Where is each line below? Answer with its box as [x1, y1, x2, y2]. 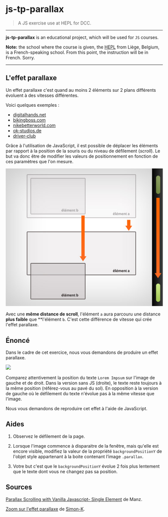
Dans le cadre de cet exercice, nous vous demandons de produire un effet [5, 349, 159, 355]
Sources [5, 483, 32, 492]
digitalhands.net [12, 111, 46, 118]
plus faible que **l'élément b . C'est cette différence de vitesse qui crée [5, 316, 152, 322]
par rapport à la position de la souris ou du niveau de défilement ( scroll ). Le [5, 148, 161, 154]
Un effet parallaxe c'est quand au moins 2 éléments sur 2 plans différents [5, 87, 156, 93]
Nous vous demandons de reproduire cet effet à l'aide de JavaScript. [5, 406, 148, 412]
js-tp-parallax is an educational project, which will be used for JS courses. [5, 34, 159, 40]
